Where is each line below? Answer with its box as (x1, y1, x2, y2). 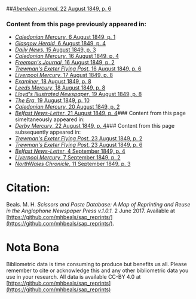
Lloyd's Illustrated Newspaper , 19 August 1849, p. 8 (14, 91, 142, 98)
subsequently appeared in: (14, 128, 81, 136)
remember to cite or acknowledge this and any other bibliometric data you (6, 267, 189, 274)
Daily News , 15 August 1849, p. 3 (14, 46, 96, 53)
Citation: (6, 181, 50, 195)
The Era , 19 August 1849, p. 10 (14, 97, 90, 104)
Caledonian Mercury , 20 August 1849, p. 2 (14, 103, 120, 110)
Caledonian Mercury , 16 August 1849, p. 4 (14, 53, 120, 60)
